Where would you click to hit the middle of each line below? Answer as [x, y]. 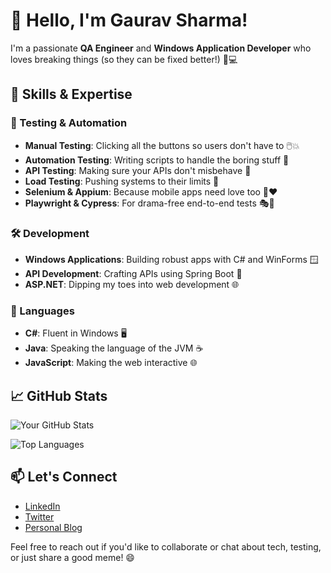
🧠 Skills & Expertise [71, 94]
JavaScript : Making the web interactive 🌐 [111, 363]
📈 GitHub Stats [59, 395]
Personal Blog [53, 527]
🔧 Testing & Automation [69, 123]
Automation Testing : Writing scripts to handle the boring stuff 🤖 [157, 160]
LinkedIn [42, 506]
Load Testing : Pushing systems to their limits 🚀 [122, 181]
